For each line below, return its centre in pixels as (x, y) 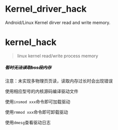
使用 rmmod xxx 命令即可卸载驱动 (37, 112)
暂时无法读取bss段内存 (28, 67)
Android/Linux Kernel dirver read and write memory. (58, 22)
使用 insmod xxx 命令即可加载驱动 (38, 102)
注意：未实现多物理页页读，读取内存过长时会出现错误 (59, 81)
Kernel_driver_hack (46, 9)
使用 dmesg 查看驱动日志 (28, 122)
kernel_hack (31, 42)
